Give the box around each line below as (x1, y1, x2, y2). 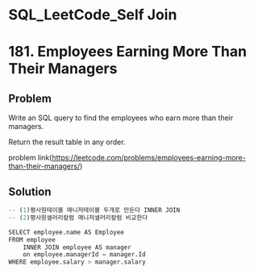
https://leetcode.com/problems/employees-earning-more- (52, 153, 246, 163)
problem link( (8, 153, 52, 163)
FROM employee (8, 235, 56, 243)
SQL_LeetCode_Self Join (8, 6, 177, 24)
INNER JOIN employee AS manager (23, 243, 131, 251)
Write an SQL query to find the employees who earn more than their (8, 113, 234, 122)
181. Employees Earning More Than (8, 43, 248, 61)
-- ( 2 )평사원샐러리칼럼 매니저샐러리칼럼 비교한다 (8, 214, 148, 222)
